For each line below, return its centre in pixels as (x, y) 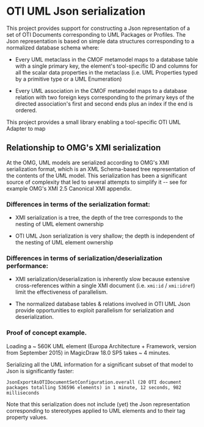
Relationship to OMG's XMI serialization (84, 148)
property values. (27, 417)
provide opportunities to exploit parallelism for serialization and (94, 310)
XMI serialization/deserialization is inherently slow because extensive (102, 279)
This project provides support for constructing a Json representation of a (98, 28)
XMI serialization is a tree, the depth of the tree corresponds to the (99, 217)
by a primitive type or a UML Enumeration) (68, 79)
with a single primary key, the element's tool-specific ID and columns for (106, 66)
